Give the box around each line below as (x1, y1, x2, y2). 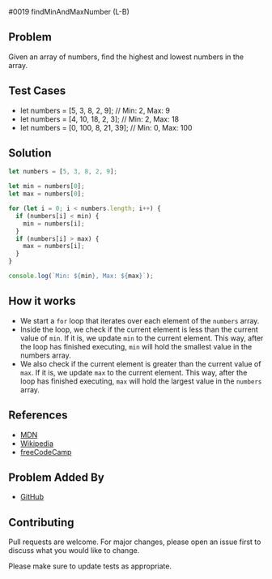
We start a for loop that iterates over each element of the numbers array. (19, 315, 260, 325)
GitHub (19, 492, 45, 502)
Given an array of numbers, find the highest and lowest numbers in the (8, 52, 244, 62)
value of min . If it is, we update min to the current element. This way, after (19, 332, 264, 343)
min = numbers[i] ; (23, 219, 85, 228)
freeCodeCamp (19, 447, 72, 457)
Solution (8, 146, 52, 161)
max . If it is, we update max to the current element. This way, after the (19, 367, 248, 377)
